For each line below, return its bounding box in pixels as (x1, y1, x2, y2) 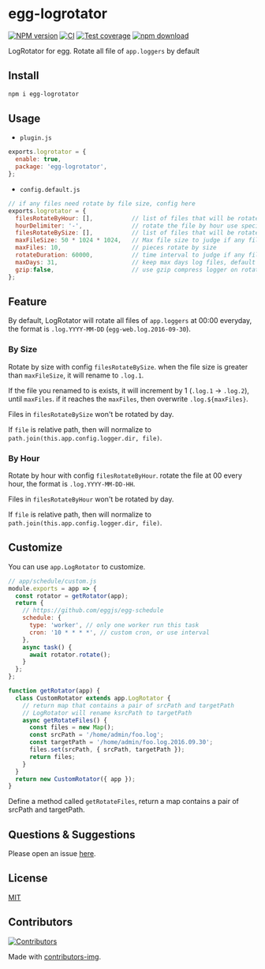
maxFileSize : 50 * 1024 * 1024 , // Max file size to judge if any (15, 236, 245, 245)
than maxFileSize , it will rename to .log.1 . (8, 370, 144, 380)
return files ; (28, 753, 77, 761)
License (8, 872, 48, 885)
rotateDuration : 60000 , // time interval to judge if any (15, 251, 245, 259)
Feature (8, 295, 47, 308)
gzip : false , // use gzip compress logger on (15, 265, 238, 273)
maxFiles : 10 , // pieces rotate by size (15, 244, 217, 252)
